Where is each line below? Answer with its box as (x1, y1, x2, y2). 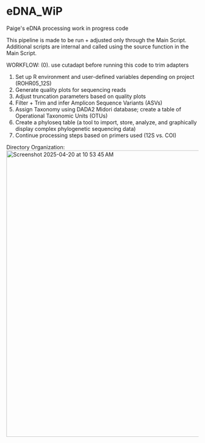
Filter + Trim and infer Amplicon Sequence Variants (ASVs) (15, 99, 163, 106)
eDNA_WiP (6, 4, 63, 18)
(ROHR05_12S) (15, 80, 52, 87)
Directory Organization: (6, 143, 65, 151)
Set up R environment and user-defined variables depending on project (15, 73, 195, 80)
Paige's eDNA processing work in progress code (6, 24, 129, 32)
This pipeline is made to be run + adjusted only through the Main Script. (6, 36, 187, 43)
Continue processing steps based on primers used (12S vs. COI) (15, 132, 177, 139)
